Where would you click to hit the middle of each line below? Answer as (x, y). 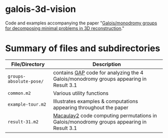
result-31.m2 (23, 122)
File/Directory (28, 64)
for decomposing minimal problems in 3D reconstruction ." (65, 28)
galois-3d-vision (40, 9)
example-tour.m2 (27, 104)
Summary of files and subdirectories (83, 49)
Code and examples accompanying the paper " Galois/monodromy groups (81, 23)
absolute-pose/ (26, 81)
